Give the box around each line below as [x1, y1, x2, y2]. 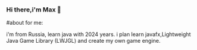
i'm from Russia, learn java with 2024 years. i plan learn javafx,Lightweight [6, 31, 191, 38]
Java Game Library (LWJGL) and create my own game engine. [6, 37, 161, 45]
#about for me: [6, 19, 43, 27]
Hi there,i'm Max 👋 [6, 5, 61, 14]
